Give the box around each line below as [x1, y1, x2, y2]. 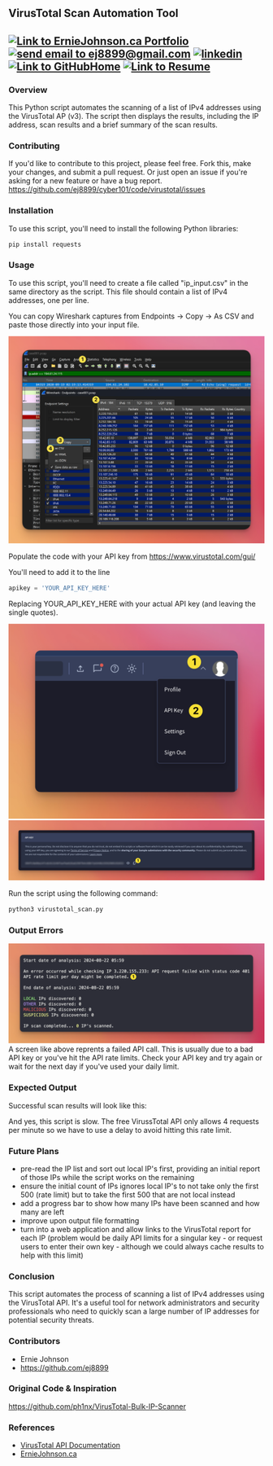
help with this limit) [19, 1250, 84, 1260]
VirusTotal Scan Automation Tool [8, 7, 179, 20]
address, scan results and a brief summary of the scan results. [8, 120, 218, 129]
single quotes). [8, 607, 58, 617]
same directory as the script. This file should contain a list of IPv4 [8, 287, 228, 296]
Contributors [8, 1336, 61, 1347]
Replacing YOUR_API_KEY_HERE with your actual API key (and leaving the [8, 599, 256, 608]
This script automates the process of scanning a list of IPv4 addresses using [8, 1289, 265, 1299]
